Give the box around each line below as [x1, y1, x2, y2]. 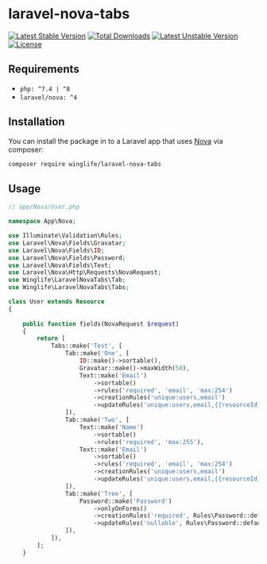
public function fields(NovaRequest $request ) [22, 319, 180, 328]
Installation [8, 115, 65, 129]
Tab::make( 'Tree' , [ [64, 489, 133, 497]
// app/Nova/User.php [8, 203, 80, 211]
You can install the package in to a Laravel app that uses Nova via [8, 136, 223, 145]
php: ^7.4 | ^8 [19, 85, 71, 93]
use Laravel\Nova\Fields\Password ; [8, 253, 126, 262]
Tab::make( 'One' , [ [64, 350, 130, 357]
